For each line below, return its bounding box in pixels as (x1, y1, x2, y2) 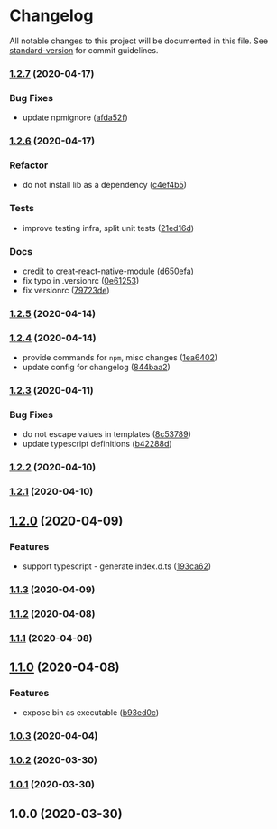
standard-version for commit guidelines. (9, 44, 159, 55)
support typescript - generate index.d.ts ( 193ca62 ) (22, 561, 212, 572)
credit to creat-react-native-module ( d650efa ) (22, 265, 194, 276)
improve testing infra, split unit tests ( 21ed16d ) (22, 222, 195, 233)
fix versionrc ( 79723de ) (22, 284, 110, 295)
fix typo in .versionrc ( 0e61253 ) (22, 275, 140, 285)
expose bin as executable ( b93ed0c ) (22, 707, 160, 718)
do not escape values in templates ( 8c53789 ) (22, 429, 192, 440)
